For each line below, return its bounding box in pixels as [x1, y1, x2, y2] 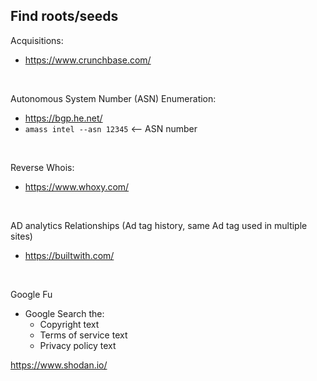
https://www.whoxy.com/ [24, 180, 130, 193]
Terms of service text [39, 329, 128, 341]
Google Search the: [24, 307, 105, 319]
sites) [10, 230, 33, 242]
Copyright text [39, 318, 100, 330]
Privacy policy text [39, 339, 117, 351]
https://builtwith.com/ [24, 249, 115, 261]
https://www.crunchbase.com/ [24, 54, 152, 66]
